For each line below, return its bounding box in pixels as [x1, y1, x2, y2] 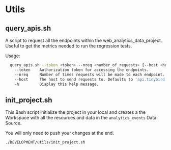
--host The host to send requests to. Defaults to [14, 77, 133, 82]
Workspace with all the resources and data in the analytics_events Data [5, 115, 157, 121]
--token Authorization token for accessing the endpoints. [14, 67, 149, 72]
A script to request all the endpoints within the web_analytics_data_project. [5, 37, 162, 43]
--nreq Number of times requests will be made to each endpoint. [14, 72, 165, 77]
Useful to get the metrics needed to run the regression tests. [5, 43, 132, 49]
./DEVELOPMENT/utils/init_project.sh [5, 140, 85, 145]
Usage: [5, 53, 20, 59]
